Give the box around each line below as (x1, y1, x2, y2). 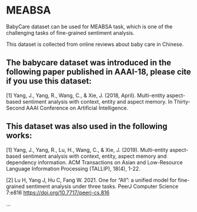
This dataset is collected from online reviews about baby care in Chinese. (6, 41, 184, 48)
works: (6, 131, 32, 141)
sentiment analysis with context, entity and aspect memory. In (22, 98, 173, 105)
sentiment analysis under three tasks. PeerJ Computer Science (26, 183, 179, 190)
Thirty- (173, 98, 191, 105)
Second (6, 104, 25, 111)
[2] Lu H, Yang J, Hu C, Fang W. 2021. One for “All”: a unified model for (6, 176, 177, 183)
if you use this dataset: (6, 76, 92, 86)
